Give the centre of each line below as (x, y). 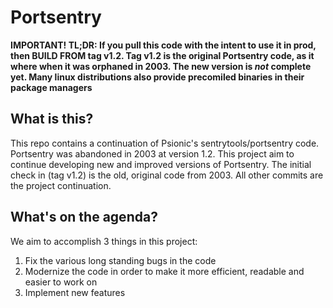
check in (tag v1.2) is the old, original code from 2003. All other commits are (167, 175)
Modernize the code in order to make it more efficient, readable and (164, 271)
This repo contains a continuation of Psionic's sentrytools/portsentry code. (165, 143)
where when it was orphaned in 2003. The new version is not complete (161, 66)
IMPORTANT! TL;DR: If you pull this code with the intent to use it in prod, (163, 45)
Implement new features (75, 292)
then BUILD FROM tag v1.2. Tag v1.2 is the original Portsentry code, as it (162, 55)
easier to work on (61, 282)
